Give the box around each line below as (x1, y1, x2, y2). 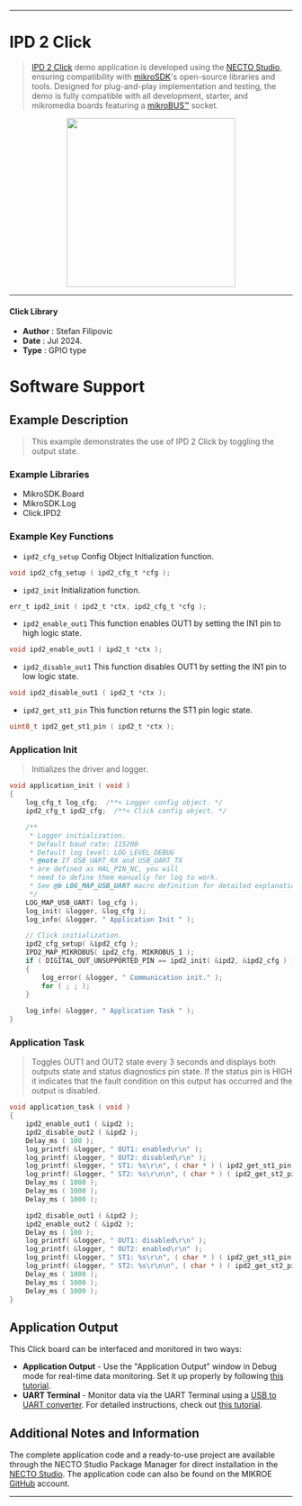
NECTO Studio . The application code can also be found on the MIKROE (9, 1469, 272, 1480)
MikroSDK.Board (22, 488, 84, 500)
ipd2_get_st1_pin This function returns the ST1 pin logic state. (22, 704, 253, 716)
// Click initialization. (25, 931, 123, 940)
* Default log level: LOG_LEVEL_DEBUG (29, 848, 175, 857)
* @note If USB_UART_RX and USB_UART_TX (29, 857, 182, 866)
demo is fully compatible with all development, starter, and (31, 90, 249, 101)
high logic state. (22, 628, 83, 639)
